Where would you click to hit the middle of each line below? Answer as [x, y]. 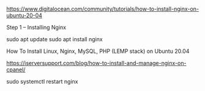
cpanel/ [16, 69]
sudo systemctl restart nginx [42, 81]
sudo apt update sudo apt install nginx [54, 39]
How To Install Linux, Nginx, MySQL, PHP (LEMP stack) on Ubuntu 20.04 [98, 51]
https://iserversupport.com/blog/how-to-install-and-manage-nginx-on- [96, 63]
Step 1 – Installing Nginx [36, 27]
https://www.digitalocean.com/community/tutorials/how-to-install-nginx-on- [103, 9]
